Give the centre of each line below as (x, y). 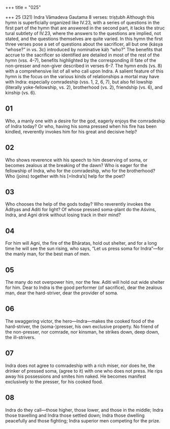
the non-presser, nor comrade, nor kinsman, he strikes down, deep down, (82, 332)
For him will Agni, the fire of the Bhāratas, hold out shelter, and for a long (81, 243)
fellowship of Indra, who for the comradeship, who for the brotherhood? (80, 171)
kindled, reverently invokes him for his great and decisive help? (71, 131)
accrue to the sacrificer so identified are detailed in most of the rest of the (82, 55)
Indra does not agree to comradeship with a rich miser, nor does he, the (80, 366)
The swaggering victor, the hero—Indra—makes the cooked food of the (80, 321)
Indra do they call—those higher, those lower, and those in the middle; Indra (84, 410)
